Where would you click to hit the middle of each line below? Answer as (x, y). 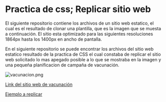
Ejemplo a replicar (24, 94)
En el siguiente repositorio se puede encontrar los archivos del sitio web (79, 49)
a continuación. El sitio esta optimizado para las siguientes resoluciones (79, 34)
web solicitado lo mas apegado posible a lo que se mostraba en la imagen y (83, 59)
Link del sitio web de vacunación (39, 84)
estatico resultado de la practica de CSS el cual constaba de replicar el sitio (83, 54)
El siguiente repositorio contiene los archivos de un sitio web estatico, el (79, 23)
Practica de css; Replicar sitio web (78, 9)
